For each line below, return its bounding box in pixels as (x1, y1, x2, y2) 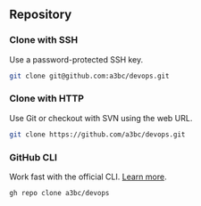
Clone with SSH (9, 34, 79, 46)
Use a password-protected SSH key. (9, 54, 144, 65)
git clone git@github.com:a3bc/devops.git (9, 71, 170, 80)
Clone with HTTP (9, 93, 85, 105)
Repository (9, 7, 72, 22)
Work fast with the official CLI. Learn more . (9, 171, 167, 182)
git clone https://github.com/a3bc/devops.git (9, 129, 186, 139)
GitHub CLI (9, 151, 58, 163)
